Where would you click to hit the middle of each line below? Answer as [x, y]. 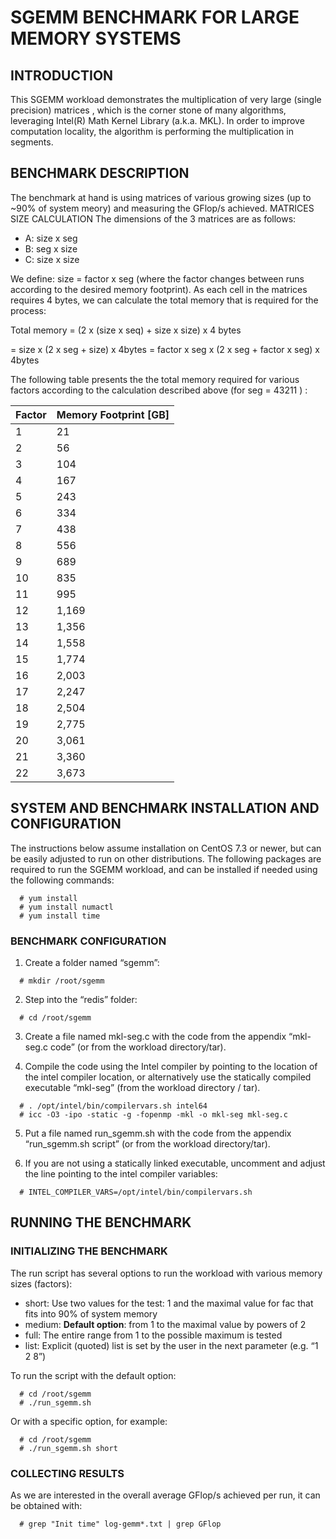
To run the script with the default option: [93, 1375]
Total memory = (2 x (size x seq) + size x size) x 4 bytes [126, 330]
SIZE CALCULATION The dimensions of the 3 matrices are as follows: [153, 218]
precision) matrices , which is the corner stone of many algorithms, [148, 110]
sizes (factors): [41, 1283]
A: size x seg [51, 238]
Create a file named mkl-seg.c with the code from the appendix [155, 1036]
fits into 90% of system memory [91, 1313]
